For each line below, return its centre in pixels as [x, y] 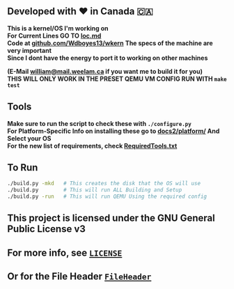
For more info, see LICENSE [65, 252]
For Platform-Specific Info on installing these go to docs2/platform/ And [114, 131]
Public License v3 [46, 229]
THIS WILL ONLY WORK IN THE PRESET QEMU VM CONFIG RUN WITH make [117, 79]
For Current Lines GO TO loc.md [54, 36]
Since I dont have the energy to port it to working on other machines [108, 58]
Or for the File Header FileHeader [79, 277]
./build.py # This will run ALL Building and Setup [95, 190]
